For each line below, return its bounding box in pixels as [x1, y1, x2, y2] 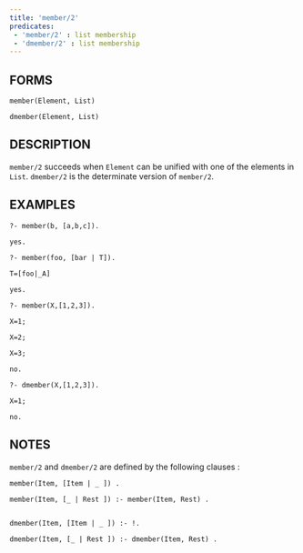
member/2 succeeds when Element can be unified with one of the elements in [9, 161, 295, 172]
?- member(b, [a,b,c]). [9, 221, 100, 230]
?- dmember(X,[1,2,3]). [9, 380, 100, 389]
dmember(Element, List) [9, 113, 100, 122]
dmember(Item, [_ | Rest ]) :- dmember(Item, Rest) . [9, 534, 218, 544]
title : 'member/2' [9, 13, 79, 23]
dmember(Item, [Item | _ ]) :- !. [9, 518, 141, 528]
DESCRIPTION [9, 137, 91, 153]
